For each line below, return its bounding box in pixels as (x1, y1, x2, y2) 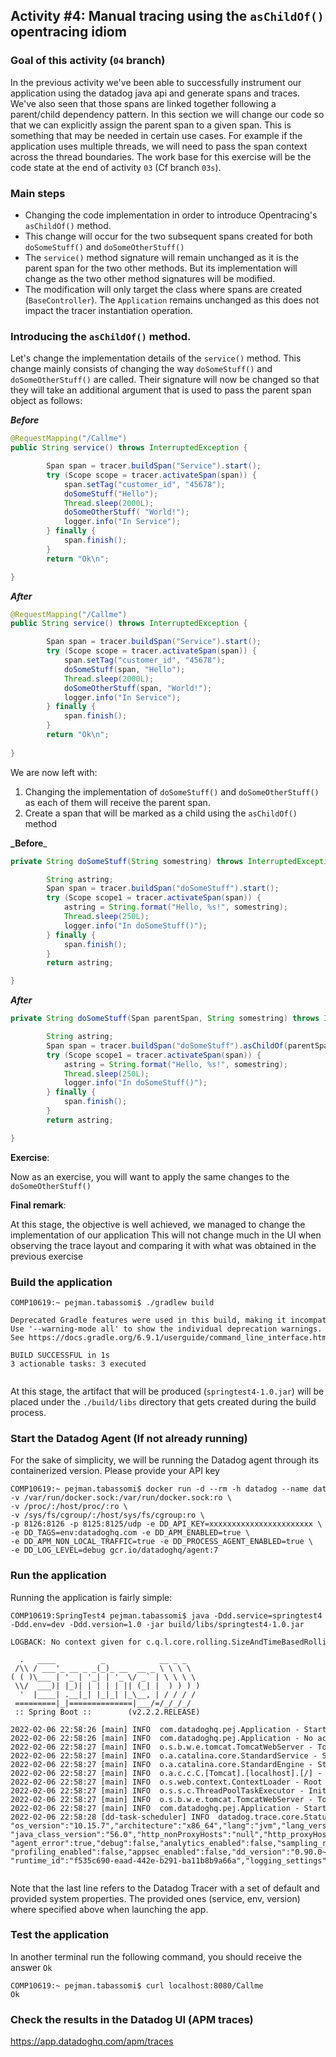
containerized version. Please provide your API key (10, 1465, 220, 1477)
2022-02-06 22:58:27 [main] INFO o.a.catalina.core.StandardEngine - (10, 1759, 314, 1769)
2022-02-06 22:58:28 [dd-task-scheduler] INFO (10, 1812, 210, 1822)
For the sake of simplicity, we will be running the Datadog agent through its (10, 1454, 320, 1466)
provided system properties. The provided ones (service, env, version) (10, 1892, 301, 1904)
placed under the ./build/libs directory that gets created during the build (10, 1395, 317, 1408)
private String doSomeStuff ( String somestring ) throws (10, 856, 244, 866)
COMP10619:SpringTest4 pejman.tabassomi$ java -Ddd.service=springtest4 (10, 1610, 323, 1621)
